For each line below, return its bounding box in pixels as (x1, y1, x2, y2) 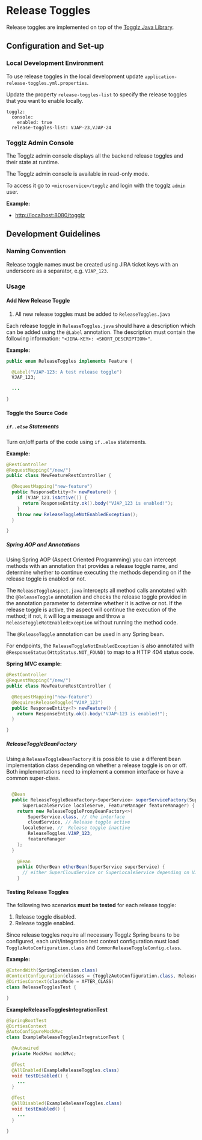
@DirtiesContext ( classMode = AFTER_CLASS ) (6, 979, 114, 985)
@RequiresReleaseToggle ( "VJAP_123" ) (11, 699, 103, 706)
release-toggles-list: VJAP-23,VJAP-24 (11, 125, 112, 131)
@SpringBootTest (6, 1017, 47, 1023)
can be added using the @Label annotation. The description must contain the (6, 328, 195, 336)
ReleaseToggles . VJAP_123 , (28, 831, 93, 837)
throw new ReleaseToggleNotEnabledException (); (17, 511, 138, 517)
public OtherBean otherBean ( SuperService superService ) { (17, 864, 165, 870)
